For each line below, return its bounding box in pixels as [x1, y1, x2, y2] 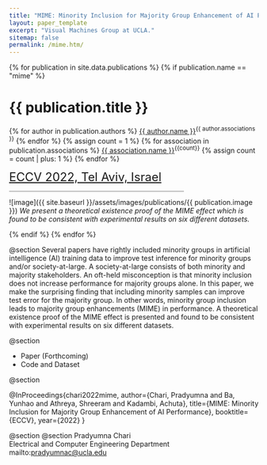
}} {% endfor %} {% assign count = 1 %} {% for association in [9, 134, 209, 146]
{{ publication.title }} [9, 99, 149, 117]
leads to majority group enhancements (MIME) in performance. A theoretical [9, 304, 258, 313]
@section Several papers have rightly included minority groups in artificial [9, 245, 250, 255]
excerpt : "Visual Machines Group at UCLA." [9, 26, 155, 34]
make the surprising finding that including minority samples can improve [9, 287, 245, 297]
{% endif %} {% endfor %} [9, 230, 97, 240]
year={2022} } [37, 416, 86, 425]
